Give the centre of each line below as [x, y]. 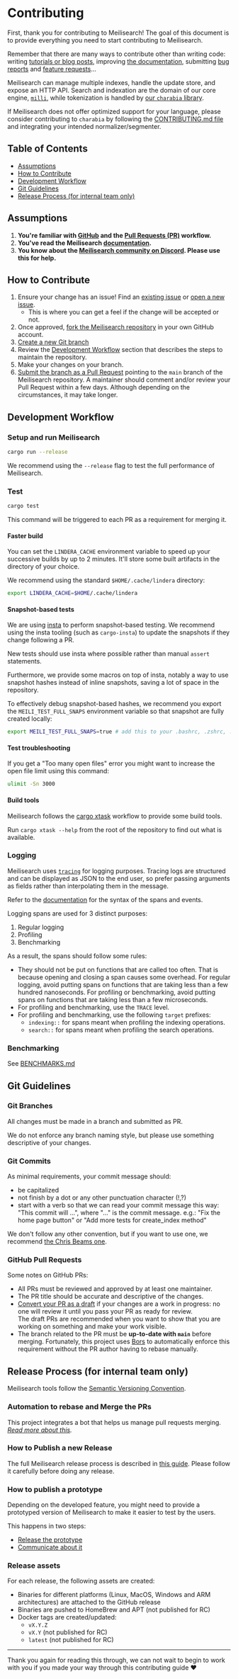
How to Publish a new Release [60, 1448]
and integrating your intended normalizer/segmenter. [84, 126]
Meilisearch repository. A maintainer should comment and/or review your [124, 380]
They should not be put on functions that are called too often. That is [118, 969]
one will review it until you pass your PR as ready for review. [105, 1311]
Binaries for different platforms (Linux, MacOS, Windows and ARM [114, 1595]
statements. [25, 661]
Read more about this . [40, 1430]
